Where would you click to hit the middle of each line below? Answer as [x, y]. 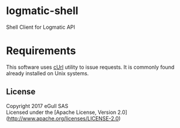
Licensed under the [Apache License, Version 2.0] [67, 112]
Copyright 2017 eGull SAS [37, 106]
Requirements [41, 51]
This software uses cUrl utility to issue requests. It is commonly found [90, 67]
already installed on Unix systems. [47, 73]
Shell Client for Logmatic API [40, 27]
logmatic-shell [42, 11]
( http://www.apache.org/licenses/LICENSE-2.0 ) [64, 118]
